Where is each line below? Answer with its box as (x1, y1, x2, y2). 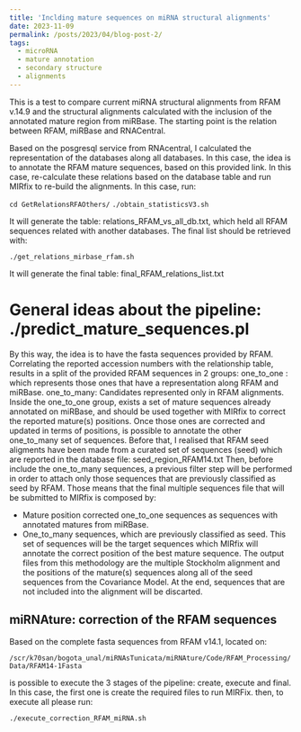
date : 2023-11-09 (9, 22, 75, 31)
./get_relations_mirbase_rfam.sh (9, 252, 135, 261)
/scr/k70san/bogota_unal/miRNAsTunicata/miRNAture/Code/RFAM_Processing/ (9, 654, 292, 663)
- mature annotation (17, 55, 94, 64)
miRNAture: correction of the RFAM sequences (9, 612, 277, 628)
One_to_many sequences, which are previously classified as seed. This (22, 529, 286, 539)
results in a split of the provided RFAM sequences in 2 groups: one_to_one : (9, 367, 288, 378)
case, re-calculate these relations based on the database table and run (9, 171, 271, 182)
